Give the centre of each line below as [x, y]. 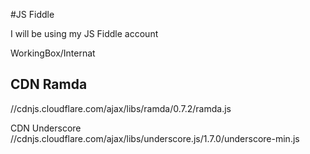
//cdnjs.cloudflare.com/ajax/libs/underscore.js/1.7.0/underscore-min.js [155, 138]
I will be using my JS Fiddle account [84, 33]
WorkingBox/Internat [53, 53]
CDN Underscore [46, 128]
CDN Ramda [49, 84]
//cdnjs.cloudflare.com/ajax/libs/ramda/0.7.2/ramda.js [121, 108]
